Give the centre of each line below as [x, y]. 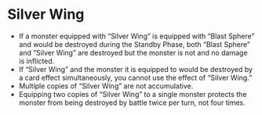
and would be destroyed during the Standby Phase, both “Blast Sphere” [134, 44]
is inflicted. [36, 61]
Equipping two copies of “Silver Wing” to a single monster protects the [133, 94]
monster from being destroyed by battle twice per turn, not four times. [132, 102]
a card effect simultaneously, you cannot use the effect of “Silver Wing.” [135, 77]
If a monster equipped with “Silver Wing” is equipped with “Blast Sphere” [136, 36]
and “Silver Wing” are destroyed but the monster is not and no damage [133, 52]
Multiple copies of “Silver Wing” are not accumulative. [106, 86]
